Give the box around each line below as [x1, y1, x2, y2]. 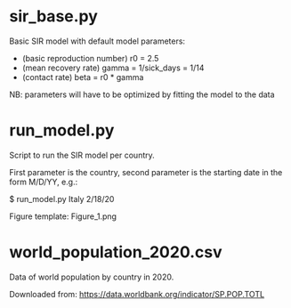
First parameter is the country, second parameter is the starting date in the [9, 166, 283, 177]
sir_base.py [9, 6, 98, 27]
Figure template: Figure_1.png [9, 211, 117, 222]
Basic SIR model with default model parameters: [9, 36, 185, 46]
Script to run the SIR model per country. [9, 150, 156, 160]
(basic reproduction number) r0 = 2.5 [21, 53, 159, 63]
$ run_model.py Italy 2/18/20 [9, 193, 115, 204]
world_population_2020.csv [9, 242, 222, 263]
